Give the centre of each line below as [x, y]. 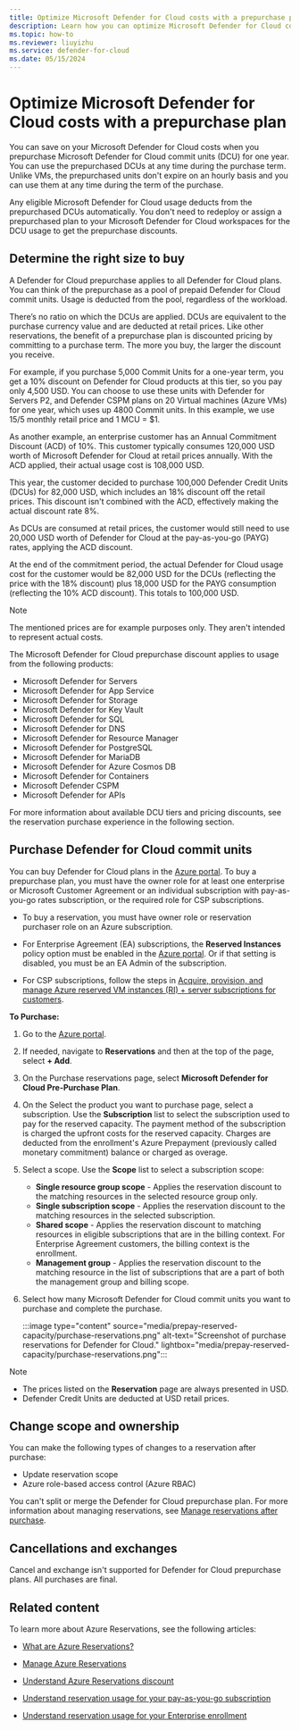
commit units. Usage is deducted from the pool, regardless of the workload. [148, 299]
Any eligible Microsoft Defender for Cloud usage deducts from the [131, 202]
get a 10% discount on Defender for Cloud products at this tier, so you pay [146, 381]
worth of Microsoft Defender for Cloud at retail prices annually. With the [141, 455]
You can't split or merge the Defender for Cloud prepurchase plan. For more [149, 1501]
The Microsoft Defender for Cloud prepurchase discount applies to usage [144, 654]
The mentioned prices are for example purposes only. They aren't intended [147, 627]
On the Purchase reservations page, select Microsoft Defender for [145, 1078]
